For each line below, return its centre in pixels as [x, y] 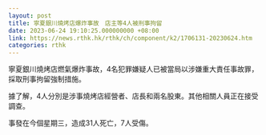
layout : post [30, 16]
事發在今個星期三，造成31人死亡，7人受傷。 [81, 123]
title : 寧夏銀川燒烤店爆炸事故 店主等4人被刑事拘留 [85, 23]
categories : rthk [37, 46]
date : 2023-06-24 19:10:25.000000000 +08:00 [84, 30]
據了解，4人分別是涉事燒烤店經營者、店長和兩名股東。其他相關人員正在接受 [133, 96]
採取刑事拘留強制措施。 [47, 79]
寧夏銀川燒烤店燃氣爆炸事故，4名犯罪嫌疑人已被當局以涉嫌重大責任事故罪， [133, 69]
